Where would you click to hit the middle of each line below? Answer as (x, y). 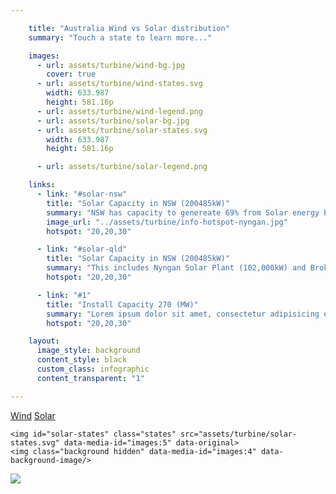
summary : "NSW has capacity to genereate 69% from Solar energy (183, 212)
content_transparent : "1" (90, 378)
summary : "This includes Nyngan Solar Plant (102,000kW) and (176, 268)
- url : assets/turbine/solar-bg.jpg (113, 121)
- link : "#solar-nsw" (82, 194)
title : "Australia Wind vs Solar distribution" (129, 28)
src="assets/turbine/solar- (239, 434)
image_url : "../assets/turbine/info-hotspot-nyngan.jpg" (167, 222)
